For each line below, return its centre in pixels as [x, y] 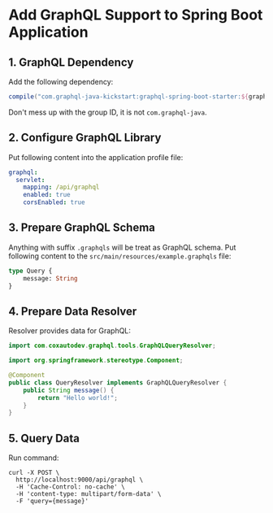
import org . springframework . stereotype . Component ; [96, 361]
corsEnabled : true [54, 202]
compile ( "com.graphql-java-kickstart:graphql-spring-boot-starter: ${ [129, 97]
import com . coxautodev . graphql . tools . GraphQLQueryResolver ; [113, 346]
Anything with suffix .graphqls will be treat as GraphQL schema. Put [122, 247]
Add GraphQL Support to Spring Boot [136, 15]
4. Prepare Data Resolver [73, 311]
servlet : [30, 180]
